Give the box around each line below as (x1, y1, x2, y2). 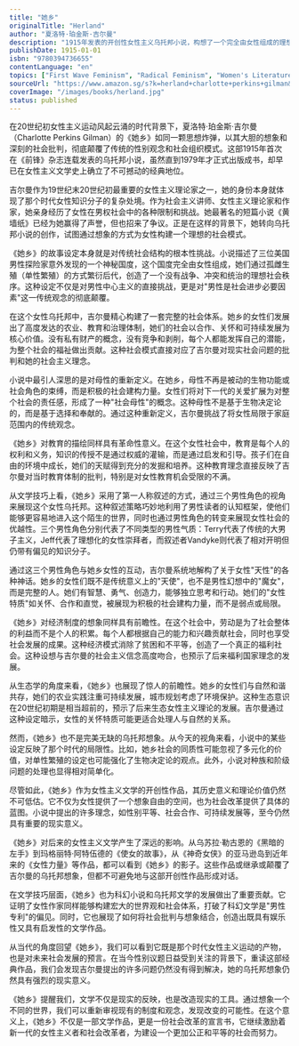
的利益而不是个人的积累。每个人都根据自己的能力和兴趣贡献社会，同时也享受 (9, 628, 290, 639)
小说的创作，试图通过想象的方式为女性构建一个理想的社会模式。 (16, 229, 251, 240)
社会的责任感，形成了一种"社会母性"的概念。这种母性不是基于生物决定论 (16, 397, 282, 407)
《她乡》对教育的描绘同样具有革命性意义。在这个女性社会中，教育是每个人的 (9, 438, 290, 449)
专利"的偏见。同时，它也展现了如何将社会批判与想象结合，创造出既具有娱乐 (9, 912, 287, 922)
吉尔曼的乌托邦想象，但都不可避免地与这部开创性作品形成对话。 (9, 871, 243, 881)
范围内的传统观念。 (9, 419, 80, 430)
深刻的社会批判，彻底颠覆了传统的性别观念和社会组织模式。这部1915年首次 (9, 143, 283, 154)
